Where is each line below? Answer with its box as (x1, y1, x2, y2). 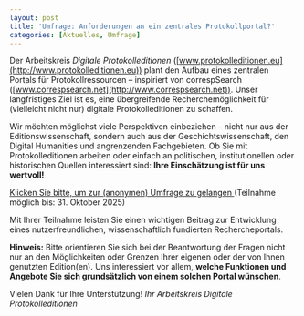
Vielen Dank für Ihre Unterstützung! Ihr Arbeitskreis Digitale (9, 289, 233, 300)
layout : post (9, 13, 59, 23)
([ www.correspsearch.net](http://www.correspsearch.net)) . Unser (9, 84, 258, 96)
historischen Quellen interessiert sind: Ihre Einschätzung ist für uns (9, 160, 266, 171)
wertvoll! (9, 169, 45, 180)
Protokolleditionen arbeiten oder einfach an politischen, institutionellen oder (9, 150, 295, 161)
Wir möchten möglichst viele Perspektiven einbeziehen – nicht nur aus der (9, 121, 289, 132)
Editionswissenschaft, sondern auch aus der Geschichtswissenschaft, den (9, 131, 289, 142)
